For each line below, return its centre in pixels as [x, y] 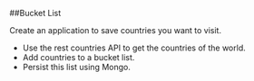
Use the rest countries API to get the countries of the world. [134, 48]
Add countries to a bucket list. [78, 57]
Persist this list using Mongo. [77, 67]
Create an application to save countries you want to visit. [116, 30]
